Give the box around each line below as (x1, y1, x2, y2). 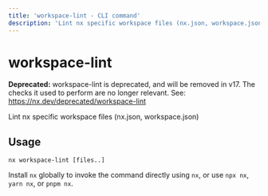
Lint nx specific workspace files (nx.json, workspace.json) (8, 112, 199, 122)
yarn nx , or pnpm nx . (8, 178, 73, 188)
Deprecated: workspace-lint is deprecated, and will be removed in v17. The (8, 80, 256, 89)
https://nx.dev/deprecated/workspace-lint (8, 96, 146, 106)
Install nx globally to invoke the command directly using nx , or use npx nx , (8, 171, 250, 180)
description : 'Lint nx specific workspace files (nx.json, (8, 19, 209, 27)
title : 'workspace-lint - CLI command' (8, 11, 141, 20)
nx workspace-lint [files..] (8, 156, 105, 164)
